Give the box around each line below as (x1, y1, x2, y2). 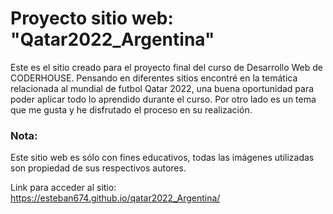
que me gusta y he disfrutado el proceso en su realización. (10, 103, 253, 116)
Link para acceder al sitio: (10, 182, 117, 194)
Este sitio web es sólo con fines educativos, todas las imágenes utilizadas (10, 152, 315, 164)
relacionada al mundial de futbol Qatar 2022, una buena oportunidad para (10, 82, 315, 94)
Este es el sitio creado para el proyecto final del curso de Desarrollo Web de (10, 61, 323, 73)
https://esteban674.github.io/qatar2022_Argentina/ (10, 192, 221, 204)
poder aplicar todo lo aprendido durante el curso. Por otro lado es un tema (10, 93, 317, 105)
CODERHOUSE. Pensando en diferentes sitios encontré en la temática (10, 72, 298, 84)
